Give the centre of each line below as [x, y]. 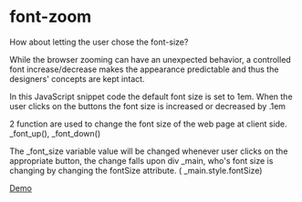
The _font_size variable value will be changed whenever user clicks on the [149, 151]
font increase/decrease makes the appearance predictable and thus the [144, 69]
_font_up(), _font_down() [55, 133]
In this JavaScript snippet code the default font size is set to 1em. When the [151, 96]
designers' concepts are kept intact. [77, 78]
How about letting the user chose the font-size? [99, 42]
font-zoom [51, 17]
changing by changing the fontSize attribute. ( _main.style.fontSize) [136, 170]
